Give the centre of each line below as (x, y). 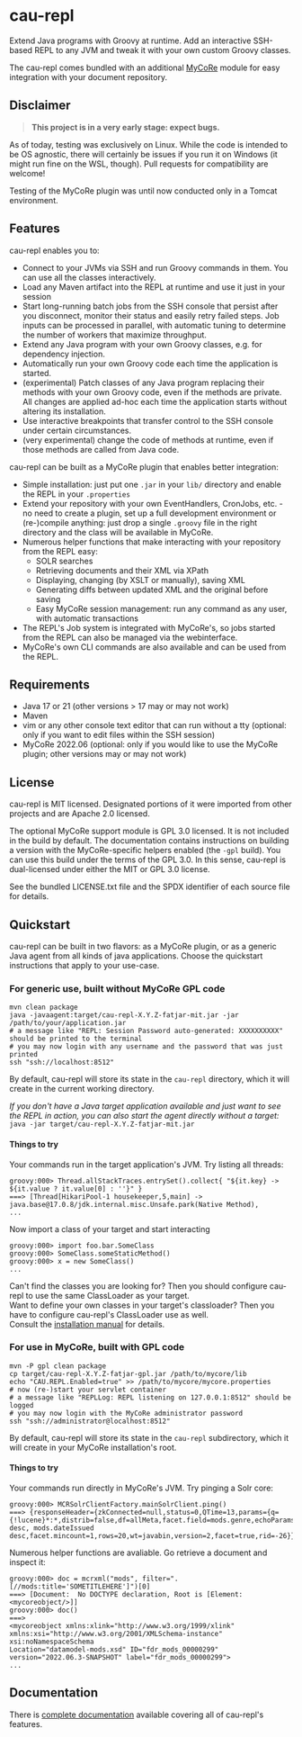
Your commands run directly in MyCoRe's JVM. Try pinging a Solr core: (142, 1488)
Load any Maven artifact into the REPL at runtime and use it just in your (154, 287)
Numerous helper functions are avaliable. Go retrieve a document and (138, 1552)
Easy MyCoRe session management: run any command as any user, (161, 608)
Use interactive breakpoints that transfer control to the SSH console (148, 420)
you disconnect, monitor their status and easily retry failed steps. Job (151, 315)
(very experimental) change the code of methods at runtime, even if (148, 440)
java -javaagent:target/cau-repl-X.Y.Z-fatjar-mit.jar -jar (124, 1015)
